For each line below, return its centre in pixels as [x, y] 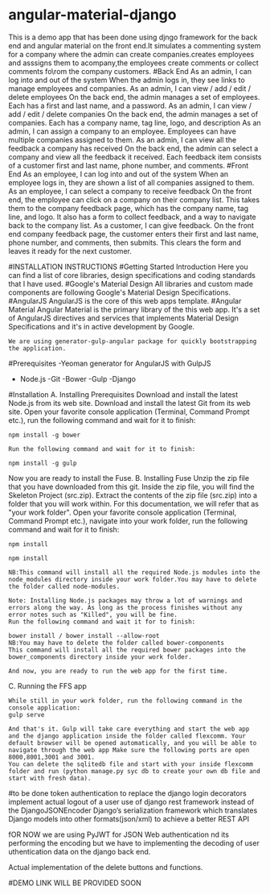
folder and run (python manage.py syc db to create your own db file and [135, 771]
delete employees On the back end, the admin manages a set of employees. [134, 97]
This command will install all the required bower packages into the [127, 650]
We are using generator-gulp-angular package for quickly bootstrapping [133, 341]
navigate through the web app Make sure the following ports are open [129, 750]
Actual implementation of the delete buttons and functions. [106, 867]
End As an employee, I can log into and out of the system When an [119, 174]
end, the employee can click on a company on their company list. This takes [134, 200]
